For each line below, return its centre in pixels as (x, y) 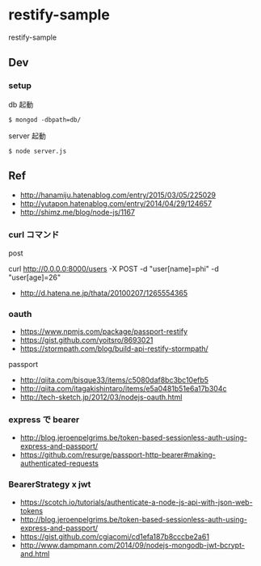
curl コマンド (34, 234)
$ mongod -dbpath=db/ (45, 120)
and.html (35, 553)
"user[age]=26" (35, 277)
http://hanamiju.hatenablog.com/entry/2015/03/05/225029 (118, 195)
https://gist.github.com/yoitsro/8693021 (86, 340)
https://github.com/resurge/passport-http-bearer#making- (118, 455)
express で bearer (44, 420)
